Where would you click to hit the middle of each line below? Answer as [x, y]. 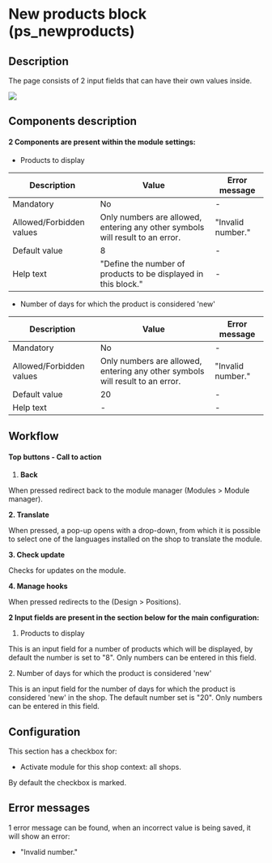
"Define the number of [142, 263]
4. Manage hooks [38, 586]
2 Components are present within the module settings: [102, 142]
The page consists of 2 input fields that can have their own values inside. [130, 81]
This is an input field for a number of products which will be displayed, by [131, 649]
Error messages [49, 808]
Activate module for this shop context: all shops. [101, 767]
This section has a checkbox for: [63, 751]
